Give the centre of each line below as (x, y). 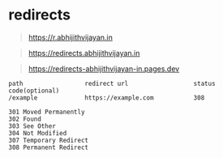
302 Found (25, 119)
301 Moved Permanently (47, 112)
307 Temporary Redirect (49, 140)
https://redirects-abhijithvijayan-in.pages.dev (104, 68)
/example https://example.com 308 (107, 98)
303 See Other (32, 126)
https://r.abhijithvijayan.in (71, 37)
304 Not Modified (38, 133)
